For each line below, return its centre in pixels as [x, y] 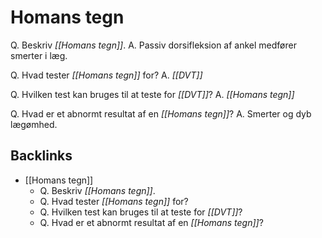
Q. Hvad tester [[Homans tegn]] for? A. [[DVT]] [106, 75]
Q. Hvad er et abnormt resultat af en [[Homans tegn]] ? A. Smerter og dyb [161, 113]
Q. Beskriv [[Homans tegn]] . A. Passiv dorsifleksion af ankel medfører [153, 45]
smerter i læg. [39, 55]
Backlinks [41, 156]
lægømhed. [34, 124]
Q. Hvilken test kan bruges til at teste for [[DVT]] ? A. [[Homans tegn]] [152, 94]
